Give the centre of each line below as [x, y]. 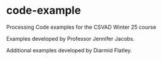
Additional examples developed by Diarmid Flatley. [69, 50]
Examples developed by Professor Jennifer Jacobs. [70, 38]
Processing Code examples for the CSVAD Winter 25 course [81, 27]
